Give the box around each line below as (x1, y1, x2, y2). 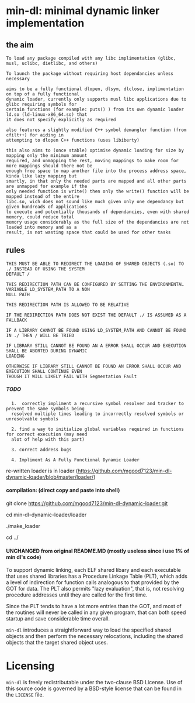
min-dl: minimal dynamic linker (6, 4, 160, 18)
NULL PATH (6, 292, 30, 297)
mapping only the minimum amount (6, 153, 88, 159)
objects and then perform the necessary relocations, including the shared (6, 633, 183, 640)
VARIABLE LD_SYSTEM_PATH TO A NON (6, 286, 90, 292)
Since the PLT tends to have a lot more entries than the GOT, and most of (6, 603, 182, 610)
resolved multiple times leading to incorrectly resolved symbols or (11, 411, 184, 417)
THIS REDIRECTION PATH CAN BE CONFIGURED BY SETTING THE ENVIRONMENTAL (6, 281, 184, 287)
